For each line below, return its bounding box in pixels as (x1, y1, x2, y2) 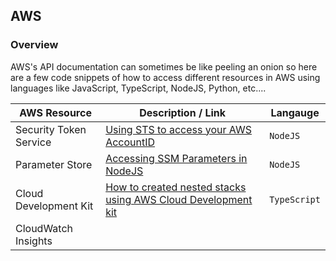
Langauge (270, 105, 320, 119)
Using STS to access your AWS (105, 122, 252, 136)
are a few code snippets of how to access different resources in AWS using (10, 71, 321, 83)
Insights (15, 234, 53, 248)
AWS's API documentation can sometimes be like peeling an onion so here (10, 60, 318, 73)
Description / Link (139, 105, 227, 119)
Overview (10, 38, 59, 52)
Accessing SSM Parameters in (105, 151, 248, 165)
